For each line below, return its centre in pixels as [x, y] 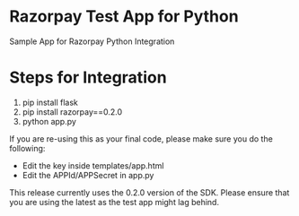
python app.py [49, 121]
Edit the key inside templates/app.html [93, 165]
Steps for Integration [88, 78]
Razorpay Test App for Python [124, 17]
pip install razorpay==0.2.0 [72, 112]
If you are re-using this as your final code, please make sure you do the [141, 138]
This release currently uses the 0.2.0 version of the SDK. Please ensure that [149, 192]
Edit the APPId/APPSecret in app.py [88, 175]
